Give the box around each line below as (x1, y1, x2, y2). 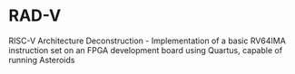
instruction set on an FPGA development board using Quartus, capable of (8, 44, 283, 55)
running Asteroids (8, 54, 75, 65)
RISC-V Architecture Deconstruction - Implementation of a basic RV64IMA (8, 35, 287, 46)
